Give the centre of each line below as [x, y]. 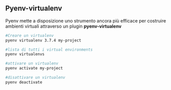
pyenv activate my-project [34, 69]
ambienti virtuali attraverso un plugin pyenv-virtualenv [63, 26]
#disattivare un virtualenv [35, 78]
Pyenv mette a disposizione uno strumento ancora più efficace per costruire [86, 20]
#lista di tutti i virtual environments [49, 50]
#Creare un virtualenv [30, 35]
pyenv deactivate [24, 82]
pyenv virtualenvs [25, 54]
